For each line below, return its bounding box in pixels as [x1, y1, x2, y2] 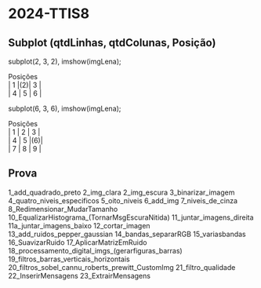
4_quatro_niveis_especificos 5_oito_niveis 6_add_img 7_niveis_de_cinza [8, 195, 237, 205]
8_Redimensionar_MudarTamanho [8, 204, 118, 213]
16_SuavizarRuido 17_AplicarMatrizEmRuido [8, 237, 147, 247]
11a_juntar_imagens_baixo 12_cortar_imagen [8, 221, 150, 230]
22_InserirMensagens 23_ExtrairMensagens [8, 271, 151, 280]
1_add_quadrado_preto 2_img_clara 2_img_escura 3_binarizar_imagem [8, 188, 235, 197]
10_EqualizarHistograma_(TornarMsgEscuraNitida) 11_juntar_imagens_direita [8, 213, 254, 222]
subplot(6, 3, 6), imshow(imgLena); [8, 104, 121, 113]
